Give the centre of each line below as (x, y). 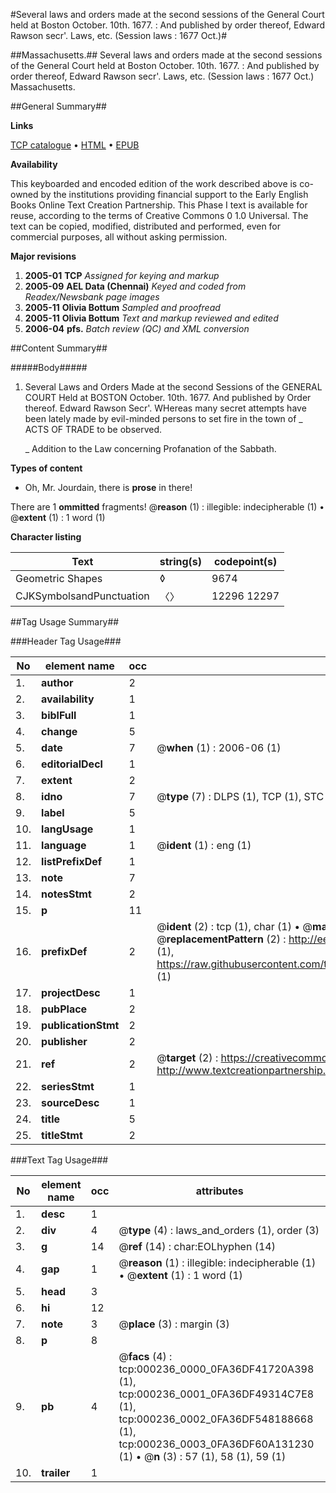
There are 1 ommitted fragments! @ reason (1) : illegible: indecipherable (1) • (167, 507)
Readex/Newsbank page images (92, 297)
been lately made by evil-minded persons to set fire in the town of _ (163, 418)
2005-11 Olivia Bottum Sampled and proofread (122, 307)
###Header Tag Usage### (66, 641)
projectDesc (71, 992)
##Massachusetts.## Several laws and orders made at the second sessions (166, 55)
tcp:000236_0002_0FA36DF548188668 (216, 1419)
